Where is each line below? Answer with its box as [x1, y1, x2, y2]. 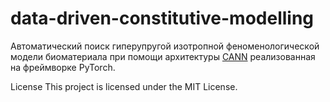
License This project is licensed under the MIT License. [10, 80, 238, 92]
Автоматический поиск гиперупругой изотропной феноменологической [10, 40, 320, 52]
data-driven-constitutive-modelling [10, 7, 315, 30]
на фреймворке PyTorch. [10, 61, 116, 73]
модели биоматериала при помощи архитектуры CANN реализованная [10, 50, 316, 62]
